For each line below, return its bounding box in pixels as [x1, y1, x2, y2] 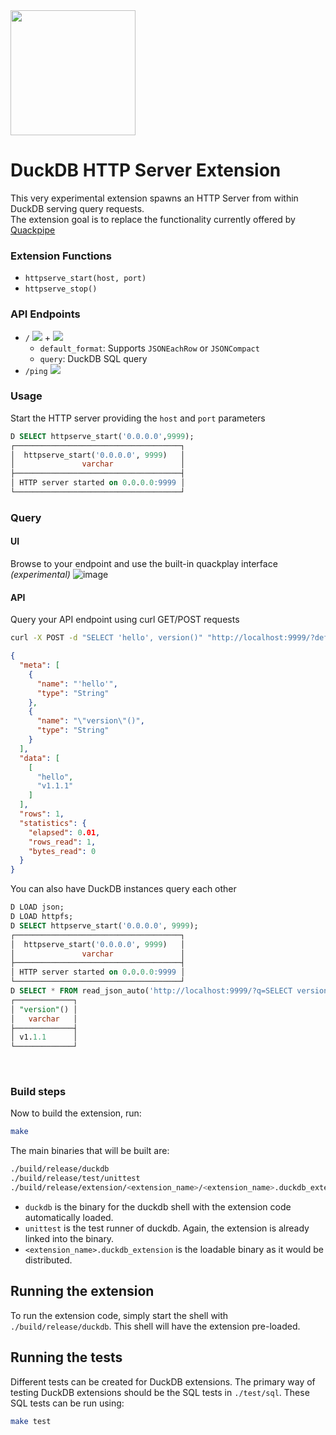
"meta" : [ [19, 660, 60, 671]
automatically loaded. [24, 1211, 114, 1223]
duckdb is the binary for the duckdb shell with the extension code [24, 1200, 292, 1213]
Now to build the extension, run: [10, 1107, 142, 1119]
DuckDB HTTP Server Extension [10, 159, 282, 182]
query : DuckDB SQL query [39, 352, 148, 364]
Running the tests [10, 1349, 123, 1366]
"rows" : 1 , [19, 809, 65, 819]
